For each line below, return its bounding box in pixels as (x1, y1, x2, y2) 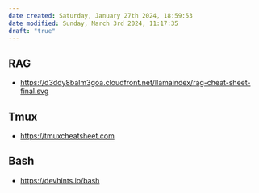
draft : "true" (8, 27, 56, 35)
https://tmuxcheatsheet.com (19, 131, 115, 141)
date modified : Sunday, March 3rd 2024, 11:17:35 (8, 19, 179, 27)
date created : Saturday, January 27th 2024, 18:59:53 (8, 11, 194, 20)
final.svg (19, 86, 49, 96)
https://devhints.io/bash (19, 175, 100, 185)
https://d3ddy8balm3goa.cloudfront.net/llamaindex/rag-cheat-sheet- (19, 78, 251, 88)
